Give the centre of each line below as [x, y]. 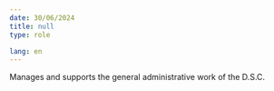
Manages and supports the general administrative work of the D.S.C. [137, 77]
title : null [32, 26]
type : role [30, 35]
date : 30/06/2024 [42, 18]
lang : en [26, 51]
